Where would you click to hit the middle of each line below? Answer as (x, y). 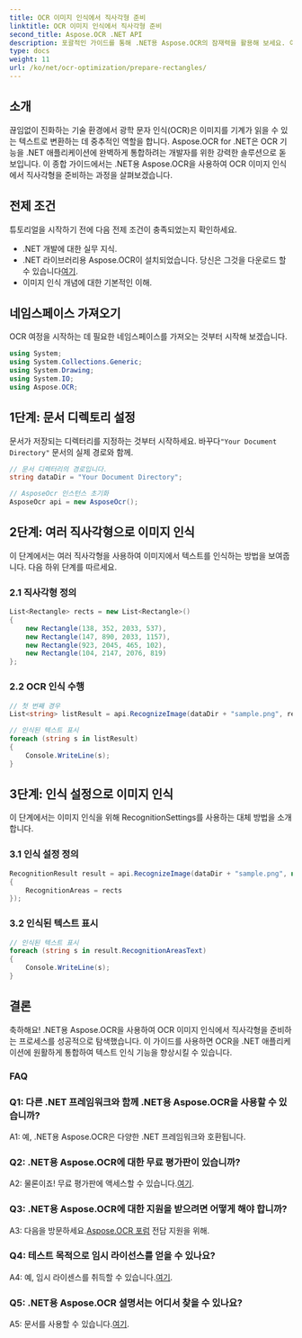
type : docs (30, 51)
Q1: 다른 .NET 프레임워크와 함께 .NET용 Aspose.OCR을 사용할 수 (143, 1101)
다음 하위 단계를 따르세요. (73, 567)
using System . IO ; (42, 379)
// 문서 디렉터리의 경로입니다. (58, 469)
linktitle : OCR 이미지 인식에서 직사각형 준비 (86, 26)
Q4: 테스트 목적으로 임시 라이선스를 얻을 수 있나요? (112, 1256)
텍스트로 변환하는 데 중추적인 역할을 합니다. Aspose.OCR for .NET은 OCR (148, 141)
